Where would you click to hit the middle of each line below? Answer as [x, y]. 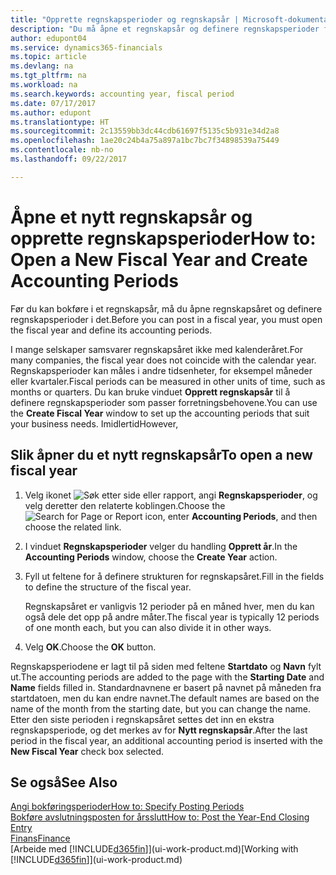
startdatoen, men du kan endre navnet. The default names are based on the [165, 698]
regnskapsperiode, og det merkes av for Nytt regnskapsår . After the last [159, 730]
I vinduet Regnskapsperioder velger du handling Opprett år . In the [161, 546]
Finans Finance [40, 838]
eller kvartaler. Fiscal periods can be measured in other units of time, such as [168, 381]
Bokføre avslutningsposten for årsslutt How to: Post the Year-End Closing [160, 817]
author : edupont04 [48, 38]
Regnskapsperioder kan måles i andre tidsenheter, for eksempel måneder [161, 370]
